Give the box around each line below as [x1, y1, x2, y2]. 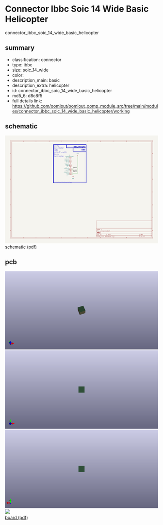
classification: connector [12, 57, 62, 63]
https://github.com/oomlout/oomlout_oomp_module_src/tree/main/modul [12, 103, 158, 109]
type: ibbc [12, 62, 33, 67]
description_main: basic [12, 77, 60, 83]
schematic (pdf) [5, 244, 37, 250]
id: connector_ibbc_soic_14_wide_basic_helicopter [12, 87, 113, 93]
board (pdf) [5, 514, 28, 520]
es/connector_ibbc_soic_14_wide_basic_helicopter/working [12, 108, 130, 114]
